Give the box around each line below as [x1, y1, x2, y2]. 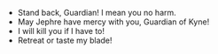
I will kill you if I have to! [17, 26, 105, 36]
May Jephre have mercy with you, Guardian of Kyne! [17, 17, 210, 27]
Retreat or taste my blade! [17, 35, 113, 45]
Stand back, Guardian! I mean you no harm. [17, 8, 177, 17]
